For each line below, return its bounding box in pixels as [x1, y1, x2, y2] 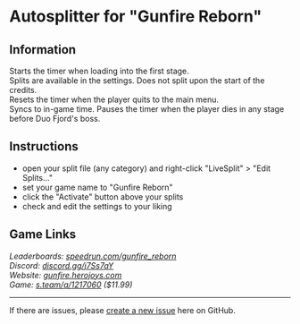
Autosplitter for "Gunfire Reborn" [9, 6, 262, 27]
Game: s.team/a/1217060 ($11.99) [9, 279, 133, 290]
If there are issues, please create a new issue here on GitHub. [9, 304, 237, 315]
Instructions [9, 139, 79, 154]
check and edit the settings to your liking [21, 200, 172, 211]
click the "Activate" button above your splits [21, 191, 184, 202]
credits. [9, 85, 37, 95]
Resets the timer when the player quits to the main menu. [9, 94, 219, 105]
